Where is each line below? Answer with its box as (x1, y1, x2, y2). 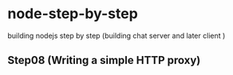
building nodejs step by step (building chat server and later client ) (7, 31, 226, 40)
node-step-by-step (7, 5, 139, 23)
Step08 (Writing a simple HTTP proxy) (7, 54, 201, 67)
